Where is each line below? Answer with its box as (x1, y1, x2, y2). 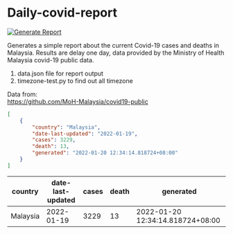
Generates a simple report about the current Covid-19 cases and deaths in (7, 41, 220, 49)
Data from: (7, 90, 38, 98)
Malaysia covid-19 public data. (7, 55, 94, 64)
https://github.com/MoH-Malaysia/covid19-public (7, 97, 148, 105)
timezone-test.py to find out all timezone (17, 76, 133, 84)
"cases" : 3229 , (32, 136, 76, 143)
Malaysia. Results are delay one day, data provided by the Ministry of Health (7, 48, 225, 57)
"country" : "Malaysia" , (32, 123, 101, 131)
